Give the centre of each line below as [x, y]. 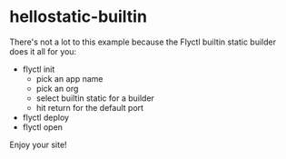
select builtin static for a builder [95, 98]
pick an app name [69, 78]
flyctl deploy [46, 117]
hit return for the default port [89, 107]
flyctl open [43, 127]
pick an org [57, 88]
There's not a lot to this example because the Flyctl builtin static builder [143, 42]
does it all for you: [43, 51]
